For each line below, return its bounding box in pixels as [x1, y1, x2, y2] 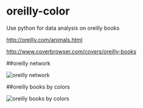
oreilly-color [6, 4, 70, 18]
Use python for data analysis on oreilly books [6, 24, 120, 32]
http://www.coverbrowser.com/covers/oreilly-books [6, 47, 137, 55]
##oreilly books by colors [6, 83, 70, 90]
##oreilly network [6, 59, 51, 67]
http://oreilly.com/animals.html [6, 36, 83, 43]
